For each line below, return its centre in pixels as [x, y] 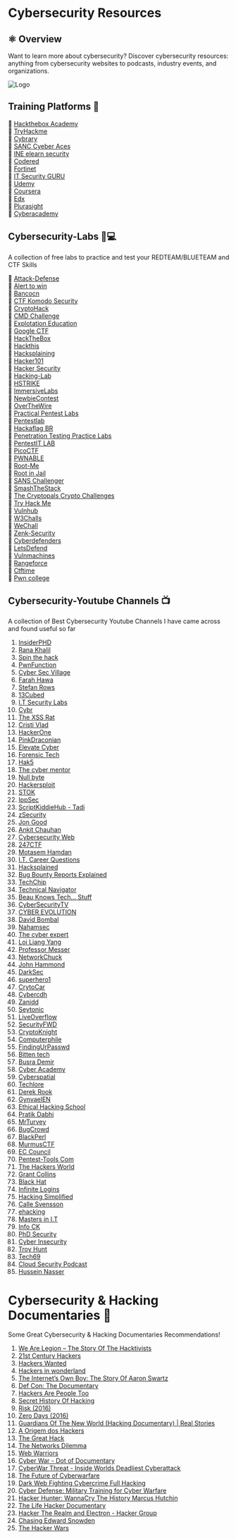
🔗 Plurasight [26, 206]
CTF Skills [23, 264]
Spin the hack [38, 658]
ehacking [32, 1212]
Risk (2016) [35, 1409]
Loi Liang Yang [40, 942]
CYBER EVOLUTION [47, 912]
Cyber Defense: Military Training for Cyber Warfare [92, 1491]
